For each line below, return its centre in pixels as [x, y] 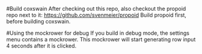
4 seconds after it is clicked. [41, 46]
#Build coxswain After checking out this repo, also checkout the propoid [96, 9]
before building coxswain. [38, 21]
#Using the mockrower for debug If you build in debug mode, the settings [98, 33]
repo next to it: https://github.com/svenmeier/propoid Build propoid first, [96, 15]
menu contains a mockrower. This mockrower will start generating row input [101, 39]
